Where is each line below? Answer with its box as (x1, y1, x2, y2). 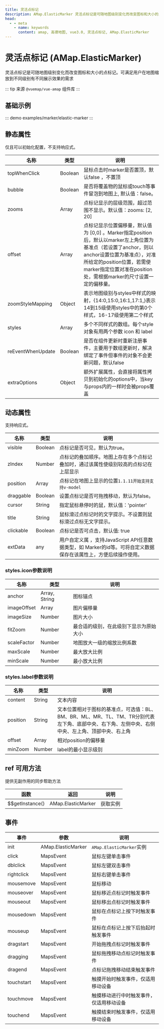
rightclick (7, 871, 29, 878)
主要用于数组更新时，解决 (93, 345, 152, 351)
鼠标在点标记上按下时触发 (91, 907, 150, 914)
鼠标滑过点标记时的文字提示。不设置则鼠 (59, 511, 152, 518)
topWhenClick (7, 169, 40, 176)
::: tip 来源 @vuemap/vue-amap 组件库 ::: (5, 86, 80, 92)
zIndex (7, 461, 23, 468)
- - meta (9, 21, 27, 26)
